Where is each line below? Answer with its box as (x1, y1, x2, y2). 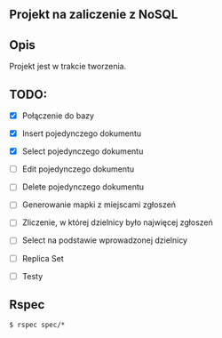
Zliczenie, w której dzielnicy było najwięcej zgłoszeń (21, 217, 213, 228)
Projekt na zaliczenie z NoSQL (9, 7, 178, 22)
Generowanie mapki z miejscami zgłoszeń (21, 199, 176, 210)
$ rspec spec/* (9, 320, 66, 330)
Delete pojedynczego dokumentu (21, 181, 145, 192)
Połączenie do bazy (21, 110, 95, 121)
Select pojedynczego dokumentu (21, 146, 144, 157)
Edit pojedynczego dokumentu (21, 164, 135, 174)
